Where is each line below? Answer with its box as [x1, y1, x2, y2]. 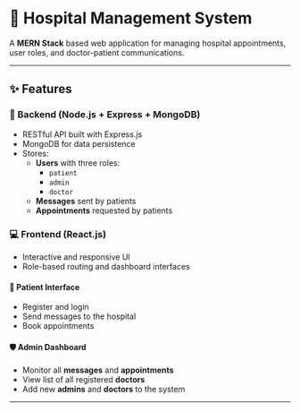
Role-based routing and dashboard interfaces [21, 261, 190, 271]
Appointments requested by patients [35, 205, 173, 216]
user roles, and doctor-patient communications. [9, 47, 185, 57]
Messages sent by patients [35, 195, 137, 206]
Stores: [21, 148, 49, 159]
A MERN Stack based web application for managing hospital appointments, [9, 38, 287, 48]
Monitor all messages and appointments [21, 365, 174, 375]
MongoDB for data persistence [21, 138, 136, 149]
